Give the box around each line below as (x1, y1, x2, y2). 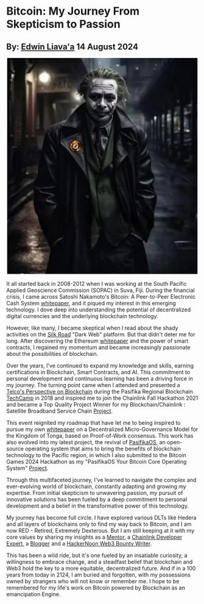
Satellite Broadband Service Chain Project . (6, 407, 113, 415)
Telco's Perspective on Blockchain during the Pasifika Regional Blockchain (6, 388, 193, 396)
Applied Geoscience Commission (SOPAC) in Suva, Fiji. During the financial (6, 286, 195, 294)
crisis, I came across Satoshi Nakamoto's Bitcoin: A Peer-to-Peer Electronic (6, 293, 196, 300)
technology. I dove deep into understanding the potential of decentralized (6, 306, 191, 313)
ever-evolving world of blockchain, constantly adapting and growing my (6, 483, 187, 490)
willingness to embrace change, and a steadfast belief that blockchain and (6, 558, 193, 566)
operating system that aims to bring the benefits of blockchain (25, 445, 181, 452)
